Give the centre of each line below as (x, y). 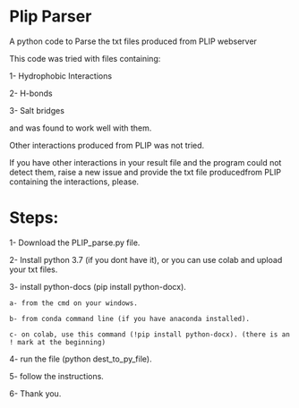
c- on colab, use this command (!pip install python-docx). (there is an (150, 334)
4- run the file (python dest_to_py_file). (81, 359)
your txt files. (34, 269)
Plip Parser (51, 17)
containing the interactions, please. (74, 182)
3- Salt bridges (37, 110)
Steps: (34, 218)
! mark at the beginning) (57, 342)
